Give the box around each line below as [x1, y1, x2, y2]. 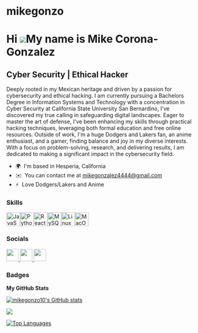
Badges [6, 270, 29, 279]
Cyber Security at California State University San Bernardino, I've [6, 105, 170, 112]
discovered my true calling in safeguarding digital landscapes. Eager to [6, 112, 185, 119]
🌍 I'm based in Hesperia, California [15, 163, 106, 170]
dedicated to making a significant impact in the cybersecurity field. [6, 151, 174, 158]
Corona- [115, 32, 158, 46]
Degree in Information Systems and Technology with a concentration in [6, 99, 185, 106]
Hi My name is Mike [6, 32, 113, 46]
